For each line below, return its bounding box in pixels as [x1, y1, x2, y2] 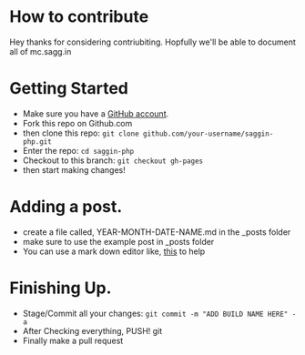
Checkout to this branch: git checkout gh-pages [22, 155, 203, 166]
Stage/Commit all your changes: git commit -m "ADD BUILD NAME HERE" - [22, 308, 297, 319]
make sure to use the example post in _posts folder [22, 236, 215, 247]
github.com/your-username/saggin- [142, 129, 274, 138]
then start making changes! [22, 164, 126, 175]
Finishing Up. [9, 278, 112, 298]
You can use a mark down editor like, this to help [22, 246, 206, 257]
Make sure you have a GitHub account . [22, 107, 169, 119]
